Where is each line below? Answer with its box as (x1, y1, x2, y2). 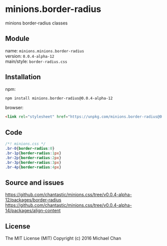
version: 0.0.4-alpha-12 (5, 53, 54, 59)
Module (5, 34, 29, 43)
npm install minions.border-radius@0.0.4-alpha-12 (5, 96, 113, 101)
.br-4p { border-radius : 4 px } (5, 165, 61, 170)
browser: (5, 105, 24, 111)
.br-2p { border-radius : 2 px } (5, 155, 61, 160)
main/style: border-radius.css (5, 58, 67, 64)
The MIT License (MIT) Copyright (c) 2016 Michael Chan (5, 236, 121, 241)
